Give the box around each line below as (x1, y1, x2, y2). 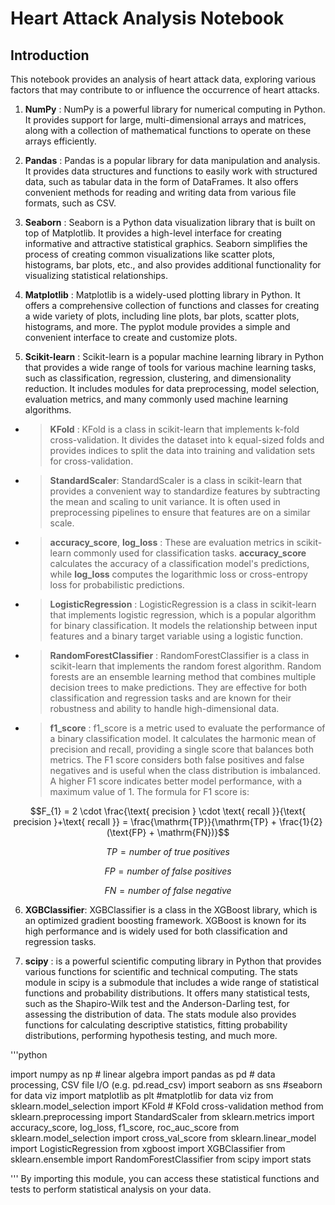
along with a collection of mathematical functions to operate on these (24, 125, 312, 136)
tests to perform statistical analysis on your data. (10, 1183, 212, 1195)
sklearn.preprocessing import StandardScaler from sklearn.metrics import (10, 1111, 315, 1122)
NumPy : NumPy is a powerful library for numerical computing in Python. (24, 103, 326, 115)
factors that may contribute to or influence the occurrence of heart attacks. (10, 84, 320, 96)
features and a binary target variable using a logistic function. (49, 630, 304, 642)
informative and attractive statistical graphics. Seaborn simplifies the (24, 238, 308, 249)
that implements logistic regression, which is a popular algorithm (49, 609, 317, 621)
